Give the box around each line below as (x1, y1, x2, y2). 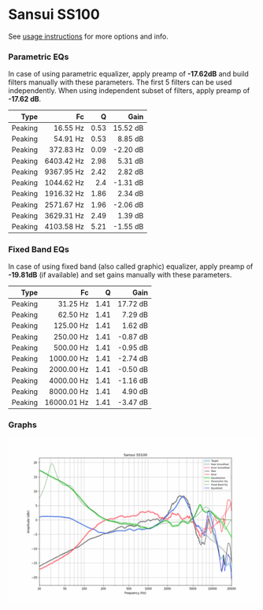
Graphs (8, 419, 37, 430)
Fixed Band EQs (8, 244, 69, 255)
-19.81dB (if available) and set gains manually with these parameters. (8, 270, 232, 280)
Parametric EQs (8, 51, 69, 62)
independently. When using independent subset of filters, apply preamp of (8, 86, 250, 95)
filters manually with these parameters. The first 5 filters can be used (8, 77, 232, 87)
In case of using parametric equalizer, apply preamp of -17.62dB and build (8, 69, 250, 79)
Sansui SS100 (8, 6, 100, 24)
